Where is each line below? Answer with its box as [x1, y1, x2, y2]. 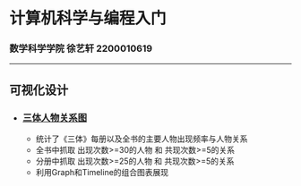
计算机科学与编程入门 [9, 8, 168, 29]
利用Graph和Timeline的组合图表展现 [35, 167, 169, 178]
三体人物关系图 [21, 111, 88, 123]
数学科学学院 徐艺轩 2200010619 [9, 42, 153, 55]
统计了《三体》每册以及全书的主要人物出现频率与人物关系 [35, 133, 248, 144]
